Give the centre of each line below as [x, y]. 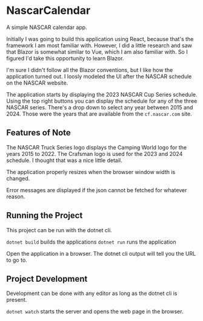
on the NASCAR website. [37, 83]
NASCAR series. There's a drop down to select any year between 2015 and [100, 107]
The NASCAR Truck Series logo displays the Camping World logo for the [96, 147]
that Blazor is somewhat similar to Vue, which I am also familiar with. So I [97, 51]
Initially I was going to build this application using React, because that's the [100, 39]
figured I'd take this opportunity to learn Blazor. [65, 58]
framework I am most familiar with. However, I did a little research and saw [99, 45]
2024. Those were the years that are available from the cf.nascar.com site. [99, 114]
